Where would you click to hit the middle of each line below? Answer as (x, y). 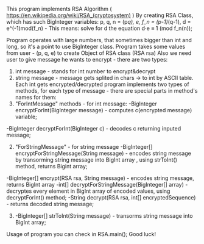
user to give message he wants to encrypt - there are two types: (87, 59)
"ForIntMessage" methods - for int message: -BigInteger (86, 104)
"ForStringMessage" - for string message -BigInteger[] (84, 147)
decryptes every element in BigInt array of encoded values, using (88, 191)
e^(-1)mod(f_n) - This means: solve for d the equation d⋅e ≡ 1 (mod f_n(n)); (100, 28)
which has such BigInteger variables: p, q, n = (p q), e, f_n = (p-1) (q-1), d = (99, 22)
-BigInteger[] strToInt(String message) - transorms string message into (104, 216)
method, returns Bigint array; (51, 166)
